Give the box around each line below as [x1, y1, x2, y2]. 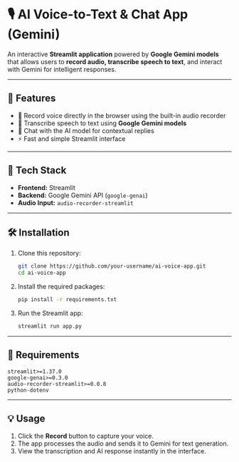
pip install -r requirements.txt [17, 296, 117, 303]
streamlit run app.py [17, 322, 82, 330]
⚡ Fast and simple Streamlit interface [17, 134, 126, 143]
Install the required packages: [17, 283, 105, 291]
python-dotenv [7, 387, 50, 394]
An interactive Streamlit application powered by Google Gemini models [7, 50, 219, 58]
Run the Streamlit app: [17, 309, 83, 317]
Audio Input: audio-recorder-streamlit [17, 198, 134, 207]
